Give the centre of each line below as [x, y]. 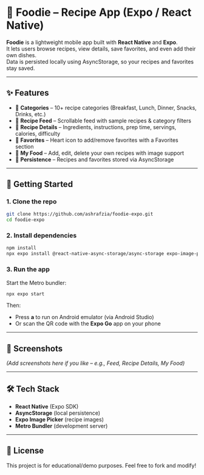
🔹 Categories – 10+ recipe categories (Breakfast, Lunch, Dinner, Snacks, [106, 107]
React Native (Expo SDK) [47, 407]
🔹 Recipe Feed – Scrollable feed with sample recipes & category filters [103, 121]
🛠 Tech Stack [33, 389]
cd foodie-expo [25, 220]
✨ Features [28, 93]
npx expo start [25, 294]
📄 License [25, 451]
